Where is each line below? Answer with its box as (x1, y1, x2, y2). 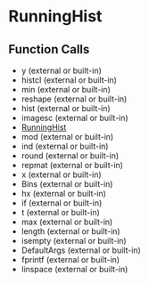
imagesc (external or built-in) (21, 113, 128, 123)
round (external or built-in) (21, 150, 120, 161)
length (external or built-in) (21, 226, 121, 237)
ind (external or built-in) (21, 141, 109, 151)
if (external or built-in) (21, 198, 103, 208)
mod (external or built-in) (21, 132, 114, 141)
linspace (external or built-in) (21, 264, 128, 274)
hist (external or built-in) (21, 103, 111, 113)
